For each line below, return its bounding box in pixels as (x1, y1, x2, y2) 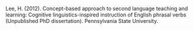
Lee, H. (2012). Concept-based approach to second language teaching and (5, 5, 188, 12)
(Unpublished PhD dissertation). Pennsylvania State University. (5, 18, 159, 24)
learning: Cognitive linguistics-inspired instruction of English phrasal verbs (5, 11, 186, 18)
